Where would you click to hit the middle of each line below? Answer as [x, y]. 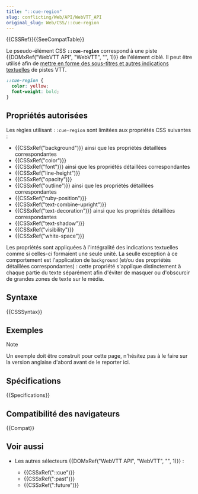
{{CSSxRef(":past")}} [49, 479]
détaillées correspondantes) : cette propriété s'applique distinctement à [94, 266]
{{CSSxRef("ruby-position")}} [51, 198]
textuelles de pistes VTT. [36, 70]
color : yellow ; [30, 86]
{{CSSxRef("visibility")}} [44, 229]
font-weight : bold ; [36, 92]
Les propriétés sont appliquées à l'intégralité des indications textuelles [92, 247]
